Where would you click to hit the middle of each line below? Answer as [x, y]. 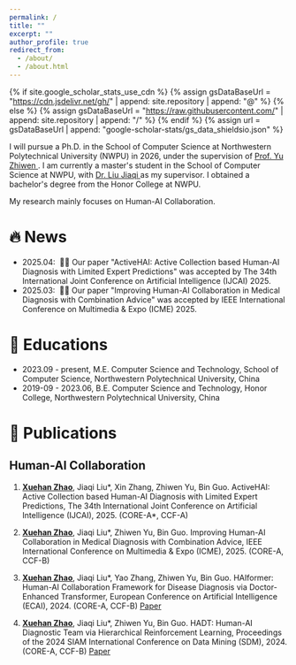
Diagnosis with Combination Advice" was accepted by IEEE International [153, 299]
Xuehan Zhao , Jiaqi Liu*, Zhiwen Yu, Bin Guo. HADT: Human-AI [137, 623]
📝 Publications [63, 433]
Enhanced [40, 596]
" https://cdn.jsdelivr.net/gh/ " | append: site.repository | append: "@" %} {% [147, 101]
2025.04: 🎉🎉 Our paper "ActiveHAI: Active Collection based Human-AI [151, 262]
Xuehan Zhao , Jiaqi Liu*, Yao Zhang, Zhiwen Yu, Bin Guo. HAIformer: [148, 577]
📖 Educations [59, 345]
